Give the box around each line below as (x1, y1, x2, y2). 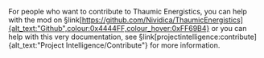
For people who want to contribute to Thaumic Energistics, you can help (8, 7, 248, 16)
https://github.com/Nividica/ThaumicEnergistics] (81, 15, 244, 25)
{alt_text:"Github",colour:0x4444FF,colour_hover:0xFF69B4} (8, 24, 210, 33)
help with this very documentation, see (8, 32, 138, 41)
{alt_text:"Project (8, 41, 64, 50)
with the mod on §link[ (8, 15, 83, 25)
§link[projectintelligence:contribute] (138, 32, 258, 41)
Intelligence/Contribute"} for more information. (65, 41, 221, 50)
